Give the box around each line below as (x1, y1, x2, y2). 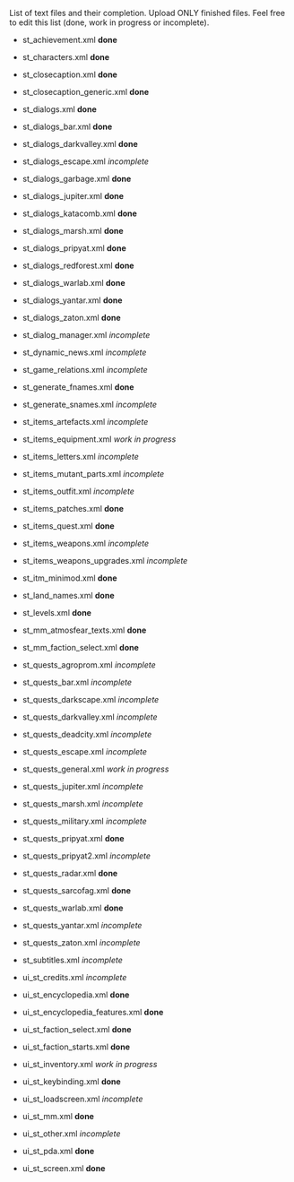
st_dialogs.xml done (22, 104, 97, 115)
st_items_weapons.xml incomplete (22, 538, 150, 548)
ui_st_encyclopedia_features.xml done (22, 1007, 164, 1017)
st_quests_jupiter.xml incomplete (22, 781, 143, 791)
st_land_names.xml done (22, 591, 115, 600)
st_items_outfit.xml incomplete (22, 486, 134, 496)
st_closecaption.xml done (22, 69, 118, 80)
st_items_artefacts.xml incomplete (22, 417, 149, 427)
